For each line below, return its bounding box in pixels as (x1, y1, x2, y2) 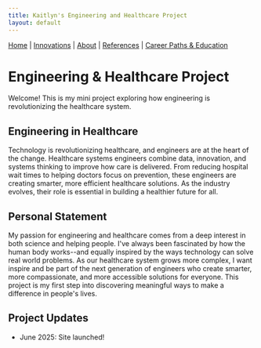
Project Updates (8, 311, 89, 325)
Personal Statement (8, 209, 107, 223)
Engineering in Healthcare (8, 125, 139, 138)
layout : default (8, 19, 61, 27)
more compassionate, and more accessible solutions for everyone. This (8, 272, 239, 282)
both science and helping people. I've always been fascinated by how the (8, 239, 245, 248)
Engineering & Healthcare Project (8, 67, 230, 85)
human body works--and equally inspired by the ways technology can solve (8, 248, 254, 257)
